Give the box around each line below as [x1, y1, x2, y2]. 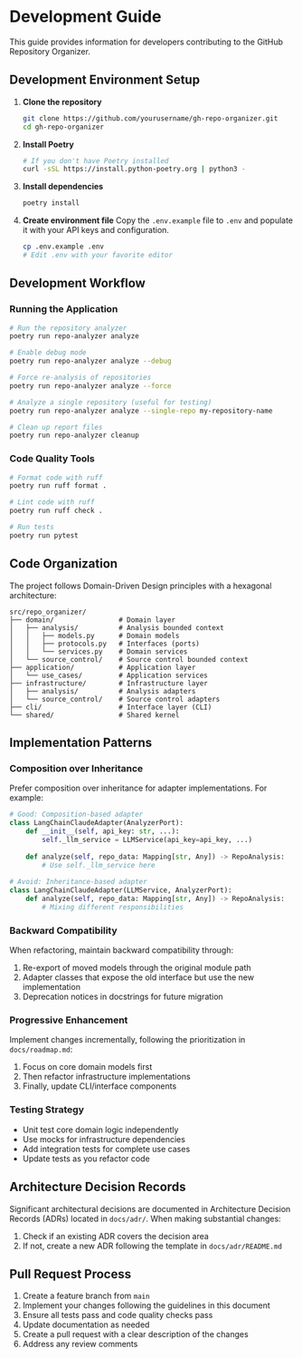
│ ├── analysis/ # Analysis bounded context [9, 623, 224, 632]
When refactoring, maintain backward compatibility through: [9, 945, 234, 955]
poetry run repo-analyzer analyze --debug [9, 356, 172, 366]
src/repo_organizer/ [9, 607, 88, 616]
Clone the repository [22, 96, 102, 107]
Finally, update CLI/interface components [22, 1081, 177, 1091]
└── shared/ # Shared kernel [9, 710, 180, 720]
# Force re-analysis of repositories [9, 373, 152, 383]
